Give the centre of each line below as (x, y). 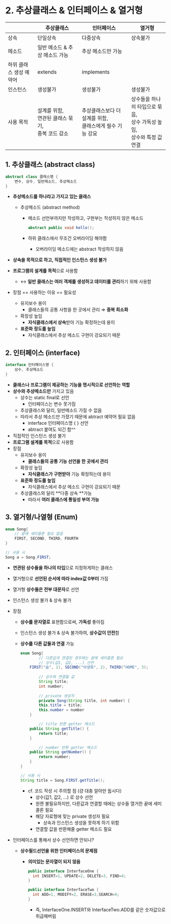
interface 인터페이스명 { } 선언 (58, 423)
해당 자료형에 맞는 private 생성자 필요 (73, 816)
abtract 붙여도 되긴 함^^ (52, 429)
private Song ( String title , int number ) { (84, 701)
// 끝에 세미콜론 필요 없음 (39, 534)
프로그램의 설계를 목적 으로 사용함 (45, 271)
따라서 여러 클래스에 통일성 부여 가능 (63, 499)
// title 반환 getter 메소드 (67, 724)
